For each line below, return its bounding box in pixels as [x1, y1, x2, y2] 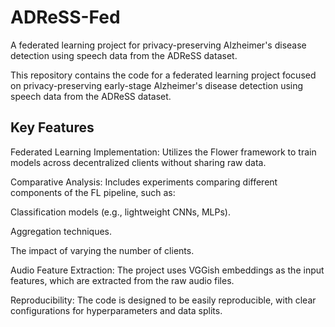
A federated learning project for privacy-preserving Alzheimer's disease [10, 39, 307, 51]
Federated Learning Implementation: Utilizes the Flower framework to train [10, 146, 317, 158]
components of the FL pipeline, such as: [10, 186, 176, 198]
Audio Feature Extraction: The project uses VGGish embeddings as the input [10, 264, 325, 276]
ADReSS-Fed [10, 6, 121, 29]
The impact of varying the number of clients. [10, 244, 195, 256]
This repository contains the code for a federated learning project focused [10, 69, 317, 81]
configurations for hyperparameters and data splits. [10, 304, 223, 316]
